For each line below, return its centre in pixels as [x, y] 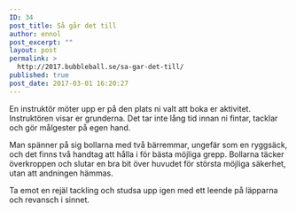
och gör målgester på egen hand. [70, 127]
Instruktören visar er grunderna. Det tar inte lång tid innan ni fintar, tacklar [144, 118]
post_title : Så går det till [63, 26]
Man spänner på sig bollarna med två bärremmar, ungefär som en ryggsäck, [148, 145]
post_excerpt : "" [41, 42]
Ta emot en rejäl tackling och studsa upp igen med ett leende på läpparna [144, 190]
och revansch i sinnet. [50, 200]
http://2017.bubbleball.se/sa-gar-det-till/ [101, 67]
